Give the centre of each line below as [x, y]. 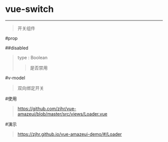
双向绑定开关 [30, 88]
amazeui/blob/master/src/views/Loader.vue [62, 114]
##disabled [17, 48]
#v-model [15, 78]
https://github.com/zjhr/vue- [47, 109]
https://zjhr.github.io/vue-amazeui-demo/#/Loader [69, 134]
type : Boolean [32, 57]
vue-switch [29, 9]
